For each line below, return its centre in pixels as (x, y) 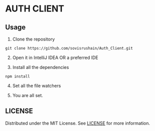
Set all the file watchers (36, 86)
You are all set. (28, 95)
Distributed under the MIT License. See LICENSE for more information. (78, 123)
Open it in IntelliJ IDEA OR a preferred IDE (55, 57)
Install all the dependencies (40, 67)
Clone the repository (33, 39)
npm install (17, 76)
